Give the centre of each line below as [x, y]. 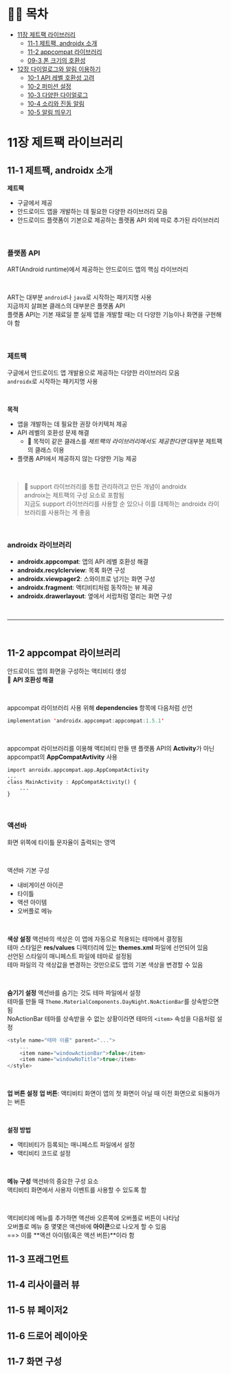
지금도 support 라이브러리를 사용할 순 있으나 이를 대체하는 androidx [115, 504]
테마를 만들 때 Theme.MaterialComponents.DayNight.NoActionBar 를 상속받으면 [113, 1001]
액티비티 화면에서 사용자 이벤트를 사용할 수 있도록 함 [77, 1190]
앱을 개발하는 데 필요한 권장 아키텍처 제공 [72, 424]
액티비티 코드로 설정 [44, 1154]
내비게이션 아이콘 [40, 885]
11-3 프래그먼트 [38, 1259]
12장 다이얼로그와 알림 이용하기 [59, 69]
